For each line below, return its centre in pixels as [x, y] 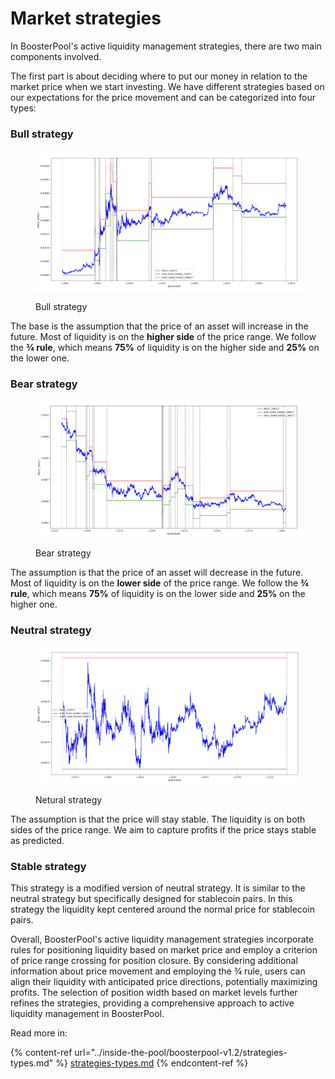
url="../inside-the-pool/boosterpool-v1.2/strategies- [181, 1053]
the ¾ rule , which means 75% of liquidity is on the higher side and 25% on [165, 347]
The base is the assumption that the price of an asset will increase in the [159, 326]
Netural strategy [69, 799]
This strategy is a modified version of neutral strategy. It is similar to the [158, 888]
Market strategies [86, 18]
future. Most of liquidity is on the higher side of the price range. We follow [163, 336]
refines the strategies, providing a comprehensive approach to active [152, 1003]
